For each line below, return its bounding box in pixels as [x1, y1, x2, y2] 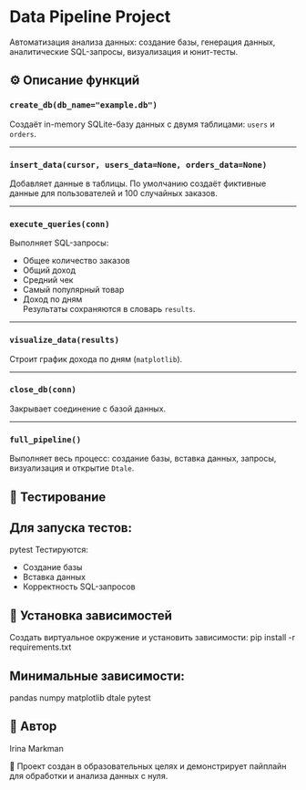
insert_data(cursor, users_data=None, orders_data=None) [9, 160, 268, 170]
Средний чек [22, 275, 74, 286]
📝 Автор [9, 719, 57, 734]
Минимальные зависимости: [9, 668, 185, 683]
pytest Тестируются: [9, 545, 89, 556]
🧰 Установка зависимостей [9, 608, 173, 623]
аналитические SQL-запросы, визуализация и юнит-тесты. [9, 46, 239, 57]
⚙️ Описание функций [9, 73, 140, 88]
